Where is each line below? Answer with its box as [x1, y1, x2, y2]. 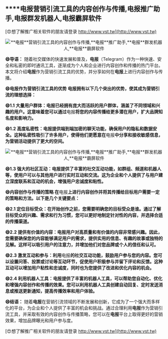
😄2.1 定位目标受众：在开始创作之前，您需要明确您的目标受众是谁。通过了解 [5, 206, 161, 212]
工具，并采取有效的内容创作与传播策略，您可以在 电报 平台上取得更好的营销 [9, 311, 163, 317]
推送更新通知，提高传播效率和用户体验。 [13, 288, 97, 294]
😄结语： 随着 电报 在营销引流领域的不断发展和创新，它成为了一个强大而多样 [5, 298, 160, 304]
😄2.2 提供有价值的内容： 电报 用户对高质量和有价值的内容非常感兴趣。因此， [5, 229, 162, 235]
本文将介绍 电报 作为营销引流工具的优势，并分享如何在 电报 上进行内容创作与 [5, 68, 158, 74]
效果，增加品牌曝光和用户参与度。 [5, 317, 75, 323]
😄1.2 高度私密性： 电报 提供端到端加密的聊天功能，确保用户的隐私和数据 [5, 125, 153, 131]
